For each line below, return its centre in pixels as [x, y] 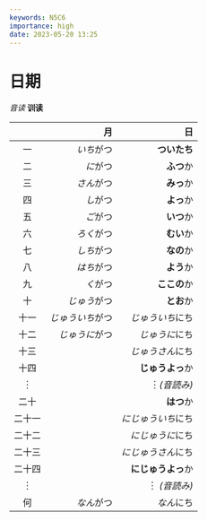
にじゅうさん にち [158, 452]
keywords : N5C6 [38, 17]
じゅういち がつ [82, 317]
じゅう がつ [91, 301]
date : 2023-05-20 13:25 [54, 34]
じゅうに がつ [86, 334]
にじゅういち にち [158, 419]
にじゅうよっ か [162, 469]
